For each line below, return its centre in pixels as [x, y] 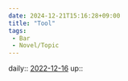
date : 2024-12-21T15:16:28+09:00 [64, 16]
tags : [17, 30]
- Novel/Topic [35, 46]
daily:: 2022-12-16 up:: [45, 68]
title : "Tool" [32, 23]
